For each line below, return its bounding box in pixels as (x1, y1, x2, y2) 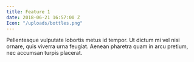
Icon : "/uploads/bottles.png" (6, 20, 83, 26)
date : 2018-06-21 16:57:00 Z (6, 14, 80, 20)
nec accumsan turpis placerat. (6, 49, 83, 57)
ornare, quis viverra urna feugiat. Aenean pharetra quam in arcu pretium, (6, 43, 189, 50)
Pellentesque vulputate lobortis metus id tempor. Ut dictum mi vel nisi (6, 37, 180, 44)
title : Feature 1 (6, 8, 50, 15)
